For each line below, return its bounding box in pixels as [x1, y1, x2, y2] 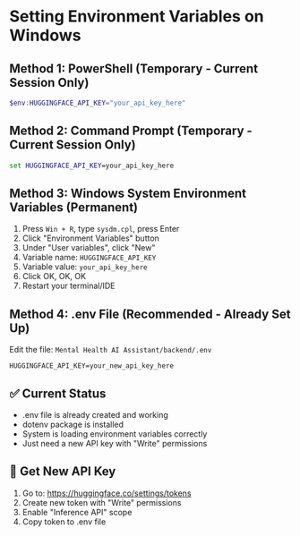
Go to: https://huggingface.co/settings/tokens [21, 488, 192, 498]
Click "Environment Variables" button [21, 233, 159, 243]
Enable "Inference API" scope [21, 506, 133, 517]
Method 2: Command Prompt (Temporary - [9, 123, 253, 139]
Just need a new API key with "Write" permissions [21, 438, 208, 448]
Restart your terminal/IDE [21, 280, 116, 292]
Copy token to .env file [21, 516, 107, 527]
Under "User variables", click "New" [21, 242, 156, 253]
